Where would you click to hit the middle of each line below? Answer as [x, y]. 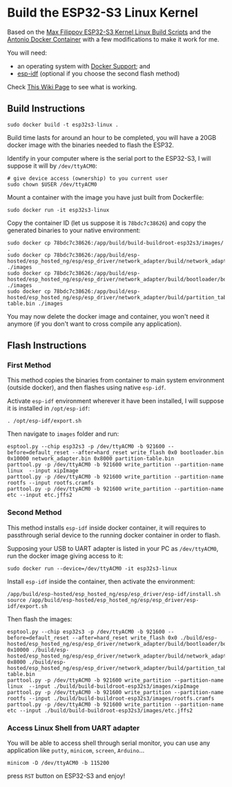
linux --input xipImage [43, 471]
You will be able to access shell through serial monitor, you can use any [109, 743]
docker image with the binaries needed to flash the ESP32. [91, 145]
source [17, 600]
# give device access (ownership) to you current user [88, 178]
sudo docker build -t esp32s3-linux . [63, 125]
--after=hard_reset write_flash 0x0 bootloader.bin [148, 453]
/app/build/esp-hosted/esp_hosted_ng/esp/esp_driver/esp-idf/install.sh [114, 594]
